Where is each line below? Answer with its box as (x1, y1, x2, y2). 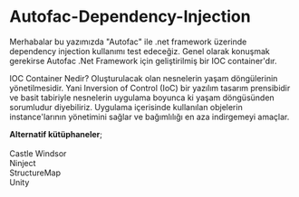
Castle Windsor (9, 147, 67, 159)
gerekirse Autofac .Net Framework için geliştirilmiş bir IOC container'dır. (9, 55, 277, 66)
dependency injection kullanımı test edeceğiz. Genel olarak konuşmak (9, 45, 270, 56)
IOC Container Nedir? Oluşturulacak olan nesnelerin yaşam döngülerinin (9, 72, 278, 83)
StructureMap (9, 167, 62, 178)
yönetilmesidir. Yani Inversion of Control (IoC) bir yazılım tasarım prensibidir (9, 82, 291, 93)
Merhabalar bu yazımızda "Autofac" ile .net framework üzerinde (9, 36, 247, 47)
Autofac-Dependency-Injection (9, 6, 251, 27)
